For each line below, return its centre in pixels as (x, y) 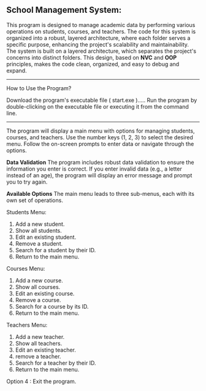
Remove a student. (39, 243)
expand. (17, 71)
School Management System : (64, 10)
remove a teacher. (38, 356)
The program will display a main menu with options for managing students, (101, 131)
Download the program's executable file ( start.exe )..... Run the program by (102, 100)
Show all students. (39, 230)
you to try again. (27, 182)
